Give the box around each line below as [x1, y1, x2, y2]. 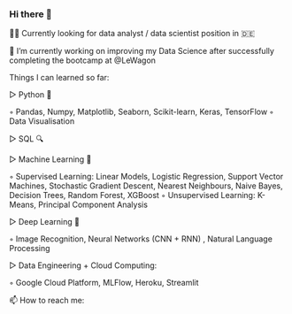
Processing [9, 243, 50, 254]
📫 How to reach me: [9, 295, 85, 306]
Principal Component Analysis [38, 199, 149, 211]
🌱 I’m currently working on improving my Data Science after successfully [9, 46, 274, 57]
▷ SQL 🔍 [9, 134, 44, 144]
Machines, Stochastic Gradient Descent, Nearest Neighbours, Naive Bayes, [9, 180, 283, 191]
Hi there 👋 [9, 8, 53, 20]
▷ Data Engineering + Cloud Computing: [9, 260, 158, 271]
